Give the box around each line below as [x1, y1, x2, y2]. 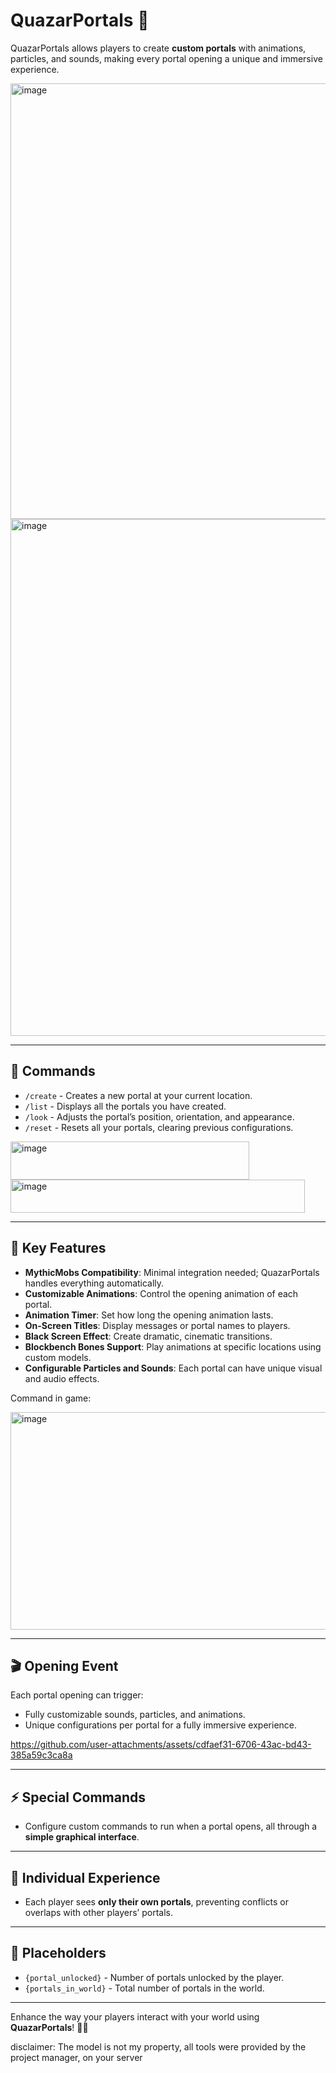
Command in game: [10, 1392, 92, 1404]
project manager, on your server [10, 2051, 143, 2063]
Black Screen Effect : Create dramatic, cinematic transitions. [24, 1330, 273, 1342]
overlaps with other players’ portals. [24, 1907, 173, 1918]
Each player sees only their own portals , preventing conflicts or [24, 1896, 289, 1908]
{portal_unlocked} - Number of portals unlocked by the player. [24, 1971, 285, 1983]
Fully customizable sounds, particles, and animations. [24, 1709, 246, 1721]
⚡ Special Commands [10, 1789, 147, 1806]
